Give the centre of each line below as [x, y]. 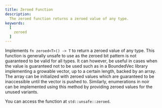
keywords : [15, 23]
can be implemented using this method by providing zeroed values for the [79, 87]
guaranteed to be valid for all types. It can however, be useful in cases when [81, 61]
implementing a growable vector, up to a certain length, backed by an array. [81, 71]
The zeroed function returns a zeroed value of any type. [69, 18]
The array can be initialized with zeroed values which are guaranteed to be [80, 76]
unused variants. [22, 92]
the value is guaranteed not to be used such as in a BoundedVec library [76, 66]
